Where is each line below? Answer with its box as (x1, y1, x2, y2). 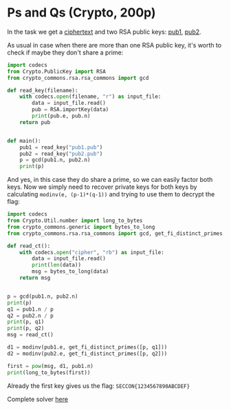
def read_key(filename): (7, 87, 78, 94)
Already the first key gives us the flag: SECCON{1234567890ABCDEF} (7, 381, 190, 390)
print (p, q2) (7, 325, 45, 332)
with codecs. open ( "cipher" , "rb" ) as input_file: (19, 249, 165, 256)
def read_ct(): (7, 243, 51, 249)
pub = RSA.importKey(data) (32, 106, 109, 113)
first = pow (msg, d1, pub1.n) (7, 362, 94, 369)
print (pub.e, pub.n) (32, 112, 91, 120)
